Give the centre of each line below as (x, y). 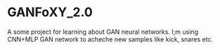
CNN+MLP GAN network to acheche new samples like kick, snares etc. (110, 39)
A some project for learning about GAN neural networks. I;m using (103, 32)
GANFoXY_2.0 (50, 12)
